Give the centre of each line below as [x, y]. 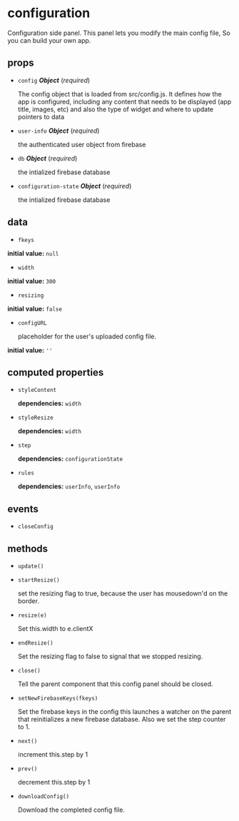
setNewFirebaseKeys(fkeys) [58, 698]
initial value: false [35, 308]
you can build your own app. [49, 40]
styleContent [37, 391]
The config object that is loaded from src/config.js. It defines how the [120, 94]
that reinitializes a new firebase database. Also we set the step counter [122, 719]
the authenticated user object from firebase [82, 144]
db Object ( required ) [47, 158]
